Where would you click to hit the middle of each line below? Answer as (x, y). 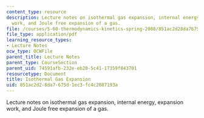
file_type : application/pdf (42, 34)
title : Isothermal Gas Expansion (49, 79)
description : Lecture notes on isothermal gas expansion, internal (93, 18)
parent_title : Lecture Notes (43, 57)
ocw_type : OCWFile (29, 51)
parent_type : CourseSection (42, 62)
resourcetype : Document (36, 74)
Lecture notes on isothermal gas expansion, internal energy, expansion (95, 102)
